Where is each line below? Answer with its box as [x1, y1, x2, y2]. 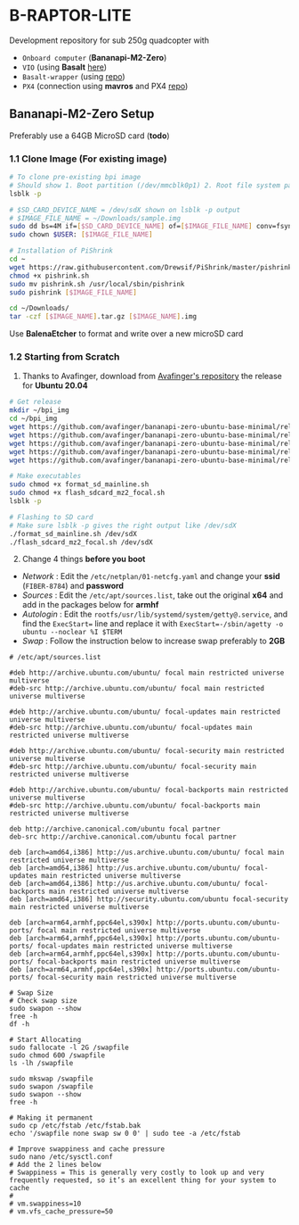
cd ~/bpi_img [9, 414, 58, 424]
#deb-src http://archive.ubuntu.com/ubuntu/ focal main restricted [9, 684, 265, 693]
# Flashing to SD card [9, 512, 93, 522]
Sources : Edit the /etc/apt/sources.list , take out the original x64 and [21, 590, 284, 600]
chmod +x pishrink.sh [9, 271, 90, 280]
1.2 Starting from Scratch [9, 351, 120, 363]
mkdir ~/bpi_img [9, 406, 69, 415]
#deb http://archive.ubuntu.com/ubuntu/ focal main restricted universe [9, 668, 285, 678]
